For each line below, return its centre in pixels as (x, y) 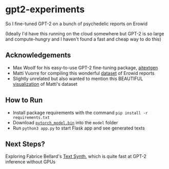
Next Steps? (25, 144)
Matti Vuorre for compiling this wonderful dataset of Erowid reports (83, 73)
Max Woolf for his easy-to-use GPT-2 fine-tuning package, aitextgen (85, 67)
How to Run (24, 100)
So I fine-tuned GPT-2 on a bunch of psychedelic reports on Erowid (76, 24)
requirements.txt (31, 117)
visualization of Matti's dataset (45, 84)
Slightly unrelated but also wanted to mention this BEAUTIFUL (78, 79)
